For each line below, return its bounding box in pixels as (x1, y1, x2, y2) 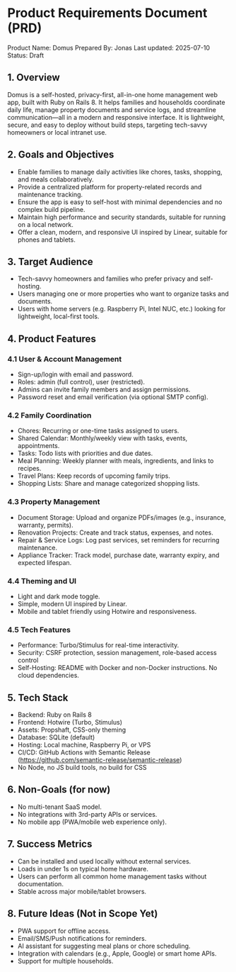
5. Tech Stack (7, 691, 69, 703)
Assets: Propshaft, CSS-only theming (17, 725, 126, 734)
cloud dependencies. (17, 671, 80, 680)
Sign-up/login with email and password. (17, 370, 134, 379)
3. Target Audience (7, 255, 93, 267)
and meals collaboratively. (17, 175, 94, 184)
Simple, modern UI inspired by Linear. (17, 599, 127, 608)
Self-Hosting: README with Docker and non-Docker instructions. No (17, 664, 218, 672)
